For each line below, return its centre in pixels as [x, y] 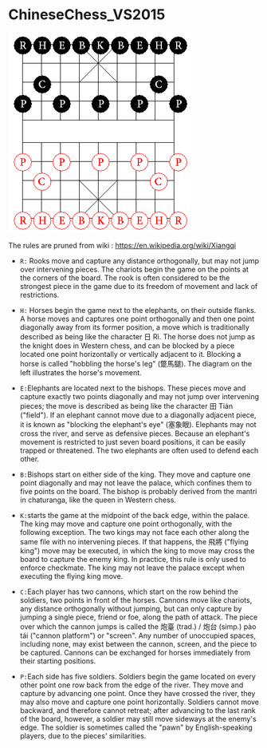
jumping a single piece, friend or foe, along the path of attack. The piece [139, 617]
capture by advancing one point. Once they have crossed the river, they [137, 693]
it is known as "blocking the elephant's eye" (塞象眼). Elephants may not [138, 424]
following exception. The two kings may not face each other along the [134, 532]
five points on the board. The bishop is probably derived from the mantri [138, 491]
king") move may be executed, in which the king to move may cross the [137, 550]
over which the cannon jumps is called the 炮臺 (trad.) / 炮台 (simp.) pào [138, 626]
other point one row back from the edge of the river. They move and [132, 685]
